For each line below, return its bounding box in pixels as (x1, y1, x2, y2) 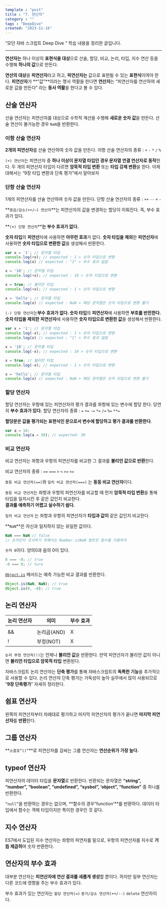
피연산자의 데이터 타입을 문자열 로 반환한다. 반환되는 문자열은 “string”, (5, 778, 141, 784)
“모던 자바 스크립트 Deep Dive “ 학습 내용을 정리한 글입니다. (5, 40, 122, 46)
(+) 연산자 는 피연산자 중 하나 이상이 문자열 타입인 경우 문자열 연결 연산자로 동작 (5, 157, 157, 163)
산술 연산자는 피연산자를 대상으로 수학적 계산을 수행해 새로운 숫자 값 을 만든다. (5, 115, 155, 121)
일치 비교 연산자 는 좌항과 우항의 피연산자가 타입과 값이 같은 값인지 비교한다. (5, 512, 150, 518)
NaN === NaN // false (5, 533, 50, 538)
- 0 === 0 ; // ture (5, 562, 43, 567)
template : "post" (5, 7, 43, 12)
